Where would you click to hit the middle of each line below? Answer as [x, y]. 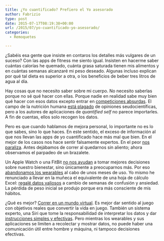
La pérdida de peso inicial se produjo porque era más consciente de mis [78, 188]
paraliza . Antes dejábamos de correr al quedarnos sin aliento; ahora [74, 147]
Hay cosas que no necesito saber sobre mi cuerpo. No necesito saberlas [79, 91]
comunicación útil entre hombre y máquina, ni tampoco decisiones [72, 229]
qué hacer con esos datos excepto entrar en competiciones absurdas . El [78, 101]
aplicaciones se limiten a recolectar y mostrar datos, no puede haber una [79, 223]
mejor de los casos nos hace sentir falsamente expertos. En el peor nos [77, 142]
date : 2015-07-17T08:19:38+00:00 [39, 23]
